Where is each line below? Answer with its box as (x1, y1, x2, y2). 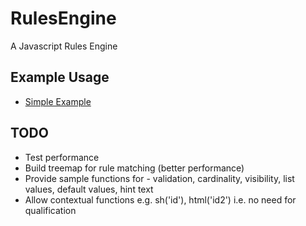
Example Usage (10, 69, 110, 86)
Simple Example (24, 95, 92, 107)
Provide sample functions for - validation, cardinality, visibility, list (24, 172, 295, 184)
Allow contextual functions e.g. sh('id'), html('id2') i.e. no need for (24, 193, 297, 206)
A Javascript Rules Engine (10, 40, 118, 52)
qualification (24, 204, 77, 216)
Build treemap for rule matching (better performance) (24, 162, 245, 174)
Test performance (24, 151, 100, 163)
